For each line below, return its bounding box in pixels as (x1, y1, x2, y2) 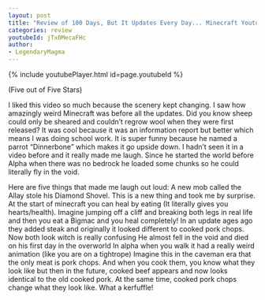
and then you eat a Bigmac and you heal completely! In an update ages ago (8, 216, 253, 225)
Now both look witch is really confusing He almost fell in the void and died (8, 233, 249, 242)
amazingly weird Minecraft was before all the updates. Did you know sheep (8, 109, 253, 118)
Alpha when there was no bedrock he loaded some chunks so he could (8, 159, 239, 168)
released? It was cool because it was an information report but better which (8, 125, 254, 135)
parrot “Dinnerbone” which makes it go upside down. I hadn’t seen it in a (8, 143, 244, 151)
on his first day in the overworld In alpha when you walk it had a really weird (8, 241, 255, 250)
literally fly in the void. (8, 167, 80, 176)
